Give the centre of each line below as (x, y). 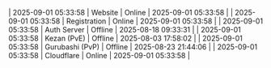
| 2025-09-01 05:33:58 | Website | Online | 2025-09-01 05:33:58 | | (121, 13)
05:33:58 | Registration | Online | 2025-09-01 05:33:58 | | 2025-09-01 (146, 21)
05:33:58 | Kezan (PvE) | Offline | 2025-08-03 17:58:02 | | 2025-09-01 (125, 38)
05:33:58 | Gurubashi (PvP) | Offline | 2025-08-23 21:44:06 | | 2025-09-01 (133, 47)
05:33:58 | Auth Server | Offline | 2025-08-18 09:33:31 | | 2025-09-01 (125, 30)
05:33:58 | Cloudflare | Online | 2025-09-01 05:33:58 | (99, 55)
